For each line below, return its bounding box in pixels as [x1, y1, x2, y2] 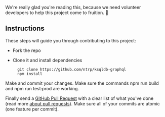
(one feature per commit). [5, 106, 59, 112]
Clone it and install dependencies [12, 57, 82, 63]
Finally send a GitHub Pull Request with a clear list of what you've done [5, 95, 154, 101]
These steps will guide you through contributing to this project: [5, 37, 137, 43]
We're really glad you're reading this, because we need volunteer [5, 5, 141, 10]
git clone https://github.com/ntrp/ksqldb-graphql [17, 67, 127, 72]
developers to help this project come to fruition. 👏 [5, 10, 109, 16]
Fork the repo [12, 47, 42, 53]
